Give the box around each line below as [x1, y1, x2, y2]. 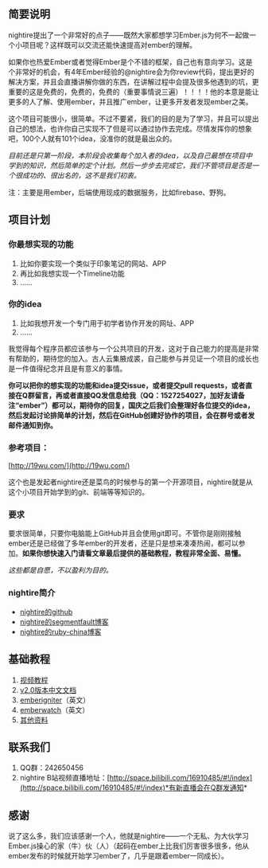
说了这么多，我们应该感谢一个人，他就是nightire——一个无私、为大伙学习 [8, 831, 249, 841]
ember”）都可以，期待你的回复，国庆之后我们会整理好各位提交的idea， [18, 401, 254, 410]
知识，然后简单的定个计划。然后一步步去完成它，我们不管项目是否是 [29, 160, 252, 170]
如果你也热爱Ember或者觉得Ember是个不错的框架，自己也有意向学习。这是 [8, 57, 253, 66]
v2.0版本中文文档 [19, 685, 77, 694]
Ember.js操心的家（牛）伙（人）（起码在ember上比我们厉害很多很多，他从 [8, 841, 250, 850]
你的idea [8, 299, 42, 310]
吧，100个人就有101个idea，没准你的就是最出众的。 [8, 134, 177, 143]
